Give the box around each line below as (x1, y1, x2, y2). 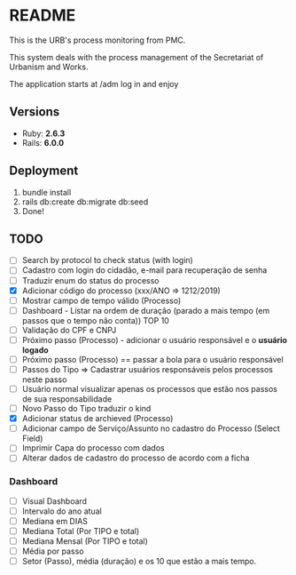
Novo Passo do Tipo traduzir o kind (21, 403, 152, 414)
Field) (21, 433, 43, 444)
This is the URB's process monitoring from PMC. (9, 35, 186, 45)
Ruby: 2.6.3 (21, 128, 66, 139)
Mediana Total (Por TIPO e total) (21, 525, 140, 536)
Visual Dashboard (21, 495, 87, 507)
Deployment (9, 164, 79, 179)
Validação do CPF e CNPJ (21, 324, 117, 335)
